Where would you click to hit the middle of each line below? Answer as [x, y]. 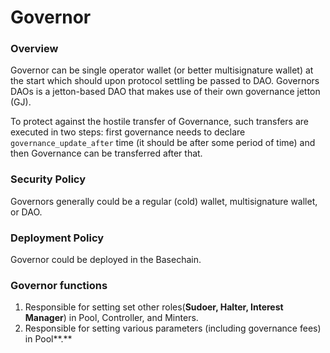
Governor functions [59, 285]
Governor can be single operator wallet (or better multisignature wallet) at [162, 70]
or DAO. [26, 212]
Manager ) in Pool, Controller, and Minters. [111, 318]
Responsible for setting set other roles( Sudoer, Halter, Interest [154, 307]
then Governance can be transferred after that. [106, 153]
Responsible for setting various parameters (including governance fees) [173, 328]
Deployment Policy [57, 238]
